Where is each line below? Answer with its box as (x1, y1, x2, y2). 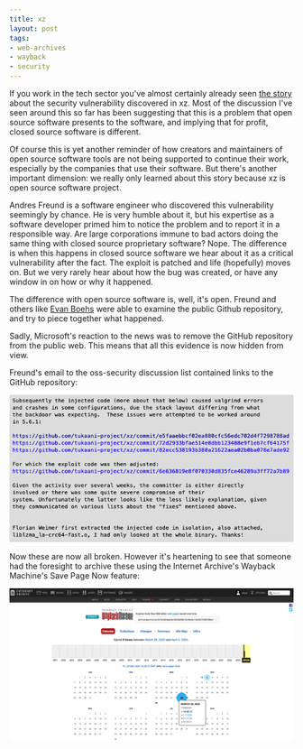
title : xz (9, 14, 47, 23)
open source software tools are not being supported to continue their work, (9, 153, 289, 164)
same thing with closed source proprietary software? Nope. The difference (9, 238, 287, 248)
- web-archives (9, 43, 67, 52)
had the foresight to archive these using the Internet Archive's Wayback (9, 560, 276, 572)
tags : (9, 33, 30, 42)
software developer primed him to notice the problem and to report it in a (9, 219, 280, 229)
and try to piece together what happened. (9, 313, 164, 324)
